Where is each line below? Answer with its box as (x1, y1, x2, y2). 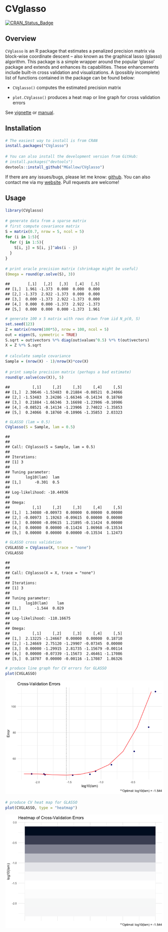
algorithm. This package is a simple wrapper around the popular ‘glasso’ (5, 59, 155, 65)
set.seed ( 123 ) (5, 321, 35, 326)
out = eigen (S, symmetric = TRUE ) (5, 332, 78, 337)
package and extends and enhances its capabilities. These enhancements (5, 64, 159, 70)
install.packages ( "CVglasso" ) (5, 143, 69, 149)
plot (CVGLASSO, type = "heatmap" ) (5, 805, 78, 810)
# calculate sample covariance (5, 354, 71, 359)
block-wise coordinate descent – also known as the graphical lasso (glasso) (5, 53, 162, 59)
